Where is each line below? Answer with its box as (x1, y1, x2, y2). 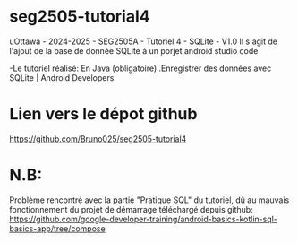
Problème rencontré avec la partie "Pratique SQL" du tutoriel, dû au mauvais (9, 195, 290, 205)
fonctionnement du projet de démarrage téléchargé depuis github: (9, 204, 253, 214)
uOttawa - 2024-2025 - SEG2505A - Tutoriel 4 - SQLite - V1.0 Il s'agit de (9, 36, 277, 47)
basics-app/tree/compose (9, 222, 106, 234)
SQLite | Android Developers (9, 72, 115, 82)
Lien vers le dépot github (9, 104, 198, 125)
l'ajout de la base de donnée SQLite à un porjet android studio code (9, 45, 259, 56)
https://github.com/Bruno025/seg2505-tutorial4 (9, 133, 187, 144)
